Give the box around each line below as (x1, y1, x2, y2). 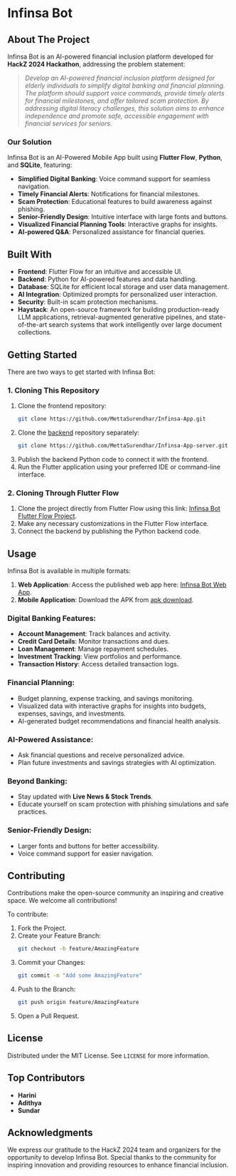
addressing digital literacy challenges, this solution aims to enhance (24, 104, 225, 112)
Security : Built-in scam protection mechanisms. (17, 298, 159, 306)
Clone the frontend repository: (17, 402, 107, 410)
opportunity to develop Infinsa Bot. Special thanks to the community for (7, 1153, 217, 1162)
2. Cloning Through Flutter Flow (7, 487, 119, 497)
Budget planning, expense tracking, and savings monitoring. (17, 694, 194, 702)
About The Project (7, 34, 90, 46)
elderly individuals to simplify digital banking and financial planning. (24, 81, 225, 90)
